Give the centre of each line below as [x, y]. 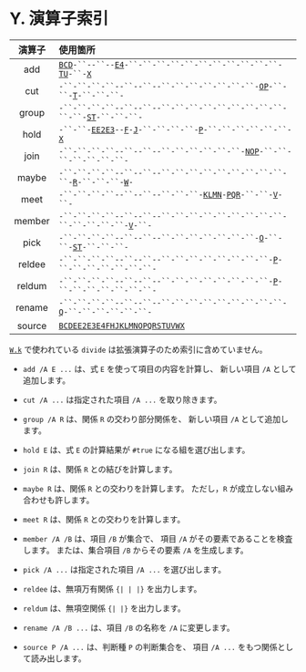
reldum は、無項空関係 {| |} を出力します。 [104, 608]
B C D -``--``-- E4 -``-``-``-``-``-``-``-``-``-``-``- [171, 64]
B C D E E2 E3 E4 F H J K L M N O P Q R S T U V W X [122, 326]
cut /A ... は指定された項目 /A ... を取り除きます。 [122, 399]
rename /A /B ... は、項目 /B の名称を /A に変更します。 [128, 627]
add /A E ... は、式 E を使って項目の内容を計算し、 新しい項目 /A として [159, 368]
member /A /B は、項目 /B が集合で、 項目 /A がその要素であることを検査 [158, 538]
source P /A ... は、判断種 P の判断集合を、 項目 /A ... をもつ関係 [150, 646]
